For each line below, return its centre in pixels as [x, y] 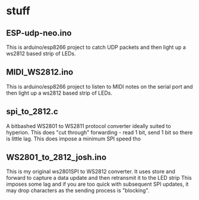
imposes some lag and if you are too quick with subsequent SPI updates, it [97, 184]
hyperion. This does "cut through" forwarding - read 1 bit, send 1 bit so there [99, 132]
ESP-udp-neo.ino [39, 33]
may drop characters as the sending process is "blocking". [78, 190]
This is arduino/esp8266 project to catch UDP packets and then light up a [96, 47]
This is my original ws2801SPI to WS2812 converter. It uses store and [91, 171]
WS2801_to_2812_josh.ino [56, 157]
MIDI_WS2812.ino [40, 72]
